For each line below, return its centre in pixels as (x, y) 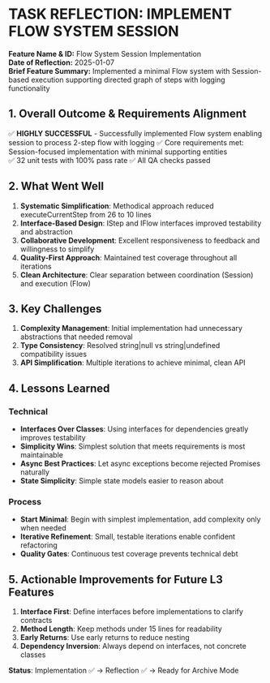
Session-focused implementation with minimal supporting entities (118, 152)
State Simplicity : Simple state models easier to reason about (122, 481)
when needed (43, 528)
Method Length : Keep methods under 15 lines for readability (121, 629)
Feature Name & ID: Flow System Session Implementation (105, 54)
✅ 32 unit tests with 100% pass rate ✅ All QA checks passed (109, 160)
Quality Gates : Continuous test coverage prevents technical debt (129, 554)
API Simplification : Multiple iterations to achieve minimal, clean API (133, 363)
